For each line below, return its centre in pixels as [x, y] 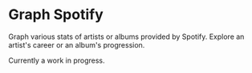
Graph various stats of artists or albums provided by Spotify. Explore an [126, 36]
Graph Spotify [56, 15]
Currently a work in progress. [57, 60]
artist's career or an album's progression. [77, 44]
